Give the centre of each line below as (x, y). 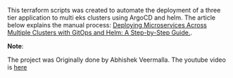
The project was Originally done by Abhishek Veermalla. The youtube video (117, 60)
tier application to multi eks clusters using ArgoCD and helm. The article (112, 18)
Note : (15, 46)
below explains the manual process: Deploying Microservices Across (107, 25)
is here (17, 67)
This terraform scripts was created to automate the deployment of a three (114, 10)
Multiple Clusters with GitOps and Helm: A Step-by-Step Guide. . (100, 32)
